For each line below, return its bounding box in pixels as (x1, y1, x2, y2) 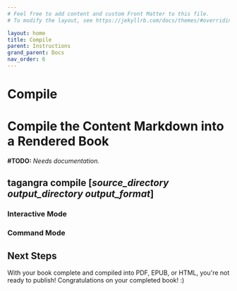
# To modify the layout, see (7, 17, 93, 24)
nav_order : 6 (7, 56, 46, 63)
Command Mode (7, 228, 66, 238)
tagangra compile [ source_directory (7, 177, 169, 189)
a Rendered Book (7, 133, 109, 149)
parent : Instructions (7, 43, 71, 50)
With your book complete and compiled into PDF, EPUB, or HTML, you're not (7, 268, 230, 277)
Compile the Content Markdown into (7, 118, 224, 135)
